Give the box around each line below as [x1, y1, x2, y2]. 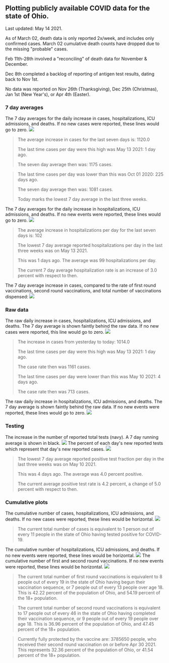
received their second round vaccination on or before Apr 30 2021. [17, 641, 157, 647]
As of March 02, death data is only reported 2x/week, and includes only [5, 35, 154, 41]
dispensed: [5, 294, 29, 300]
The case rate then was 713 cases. [17, 389, 90, 395]
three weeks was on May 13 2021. [17, 247, 88, 254]
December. [5, 61, 28, 67]
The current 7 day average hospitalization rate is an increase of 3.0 [17, 267, 157, 273]
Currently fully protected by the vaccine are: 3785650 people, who [17, 636, 156, 642]
